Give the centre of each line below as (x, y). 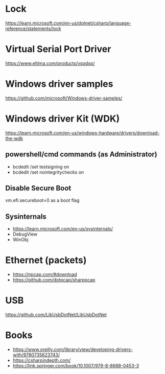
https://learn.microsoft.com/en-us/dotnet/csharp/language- (68, 23)
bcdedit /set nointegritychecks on (48, 172)
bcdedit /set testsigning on (41, 167)
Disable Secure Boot (38, 188)
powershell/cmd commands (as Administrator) (81, 155)
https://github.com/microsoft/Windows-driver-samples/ (64, 98)
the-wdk (14, 138)
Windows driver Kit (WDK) (63, 119)
